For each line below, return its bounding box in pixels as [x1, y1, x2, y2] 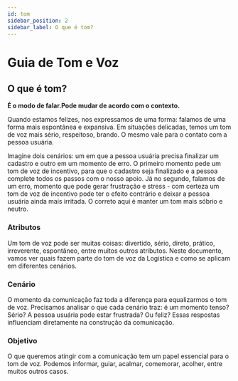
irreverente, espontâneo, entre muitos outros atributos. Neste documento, [7, 246, 224, 255]
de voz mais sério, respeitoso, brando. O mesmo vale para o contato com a [7, 130, 227, 139]
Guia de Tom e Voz [7, 54, 119, 71]
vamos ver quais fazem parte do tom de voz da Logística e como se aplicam [7, 254, 231, 262]
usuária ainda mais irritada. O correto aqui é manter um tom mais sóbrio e [7, 197, 223, 206]
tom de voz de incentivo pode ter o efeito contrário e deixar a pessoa [7, 189, 210, 198]
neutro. [7, 204, 28, 214]
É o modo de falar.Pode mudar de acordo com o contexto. [7, 101, 180, 110]
